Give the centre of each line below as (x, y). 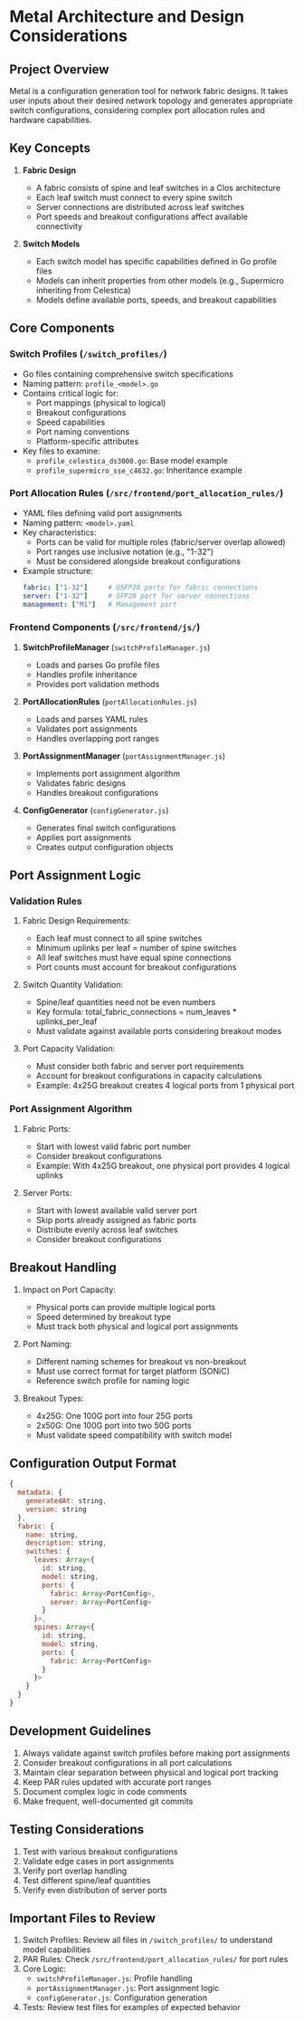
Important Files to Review (83, 1918)
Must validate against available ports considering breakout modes (159, 1031)
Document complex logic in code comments (104, 1791)
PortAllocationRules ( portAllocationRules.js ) (109, 701)
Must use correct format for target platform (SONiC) (133, 1371)
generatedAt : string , (66, 1501)
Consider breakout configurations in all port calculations (127, 1762)
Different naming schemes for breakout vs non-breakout (141, 1361)
